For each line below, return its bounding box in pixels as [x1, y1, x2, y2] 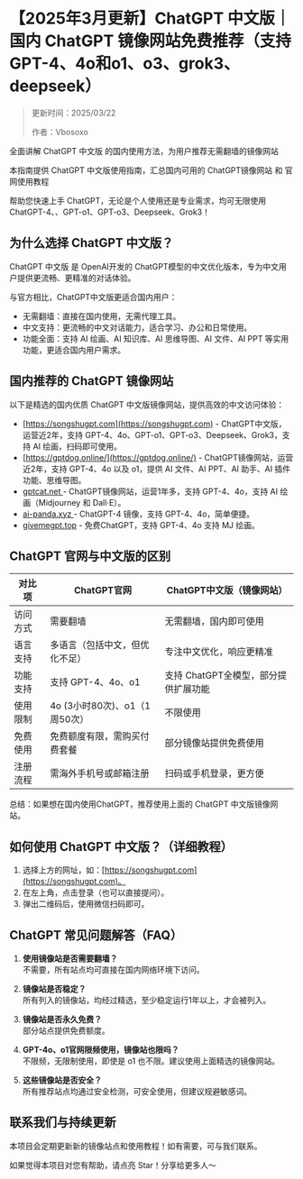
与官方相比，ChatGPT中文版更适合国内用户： [9, 291, 178, 302]
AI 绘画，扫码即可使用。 [32, 441, 123, 452]
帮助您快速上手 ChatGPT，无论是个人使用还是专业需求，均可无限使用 [9, 195, 267, 206]
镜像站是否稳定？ [22, 983, 87, 994]
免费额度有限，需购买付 [49, 730, 150, 743]
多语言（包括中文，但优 [49, 639, 150, 652]
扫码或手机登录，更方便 [164, 767, 264, 780]
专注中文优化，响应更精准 [164, 645, 273, 658]
